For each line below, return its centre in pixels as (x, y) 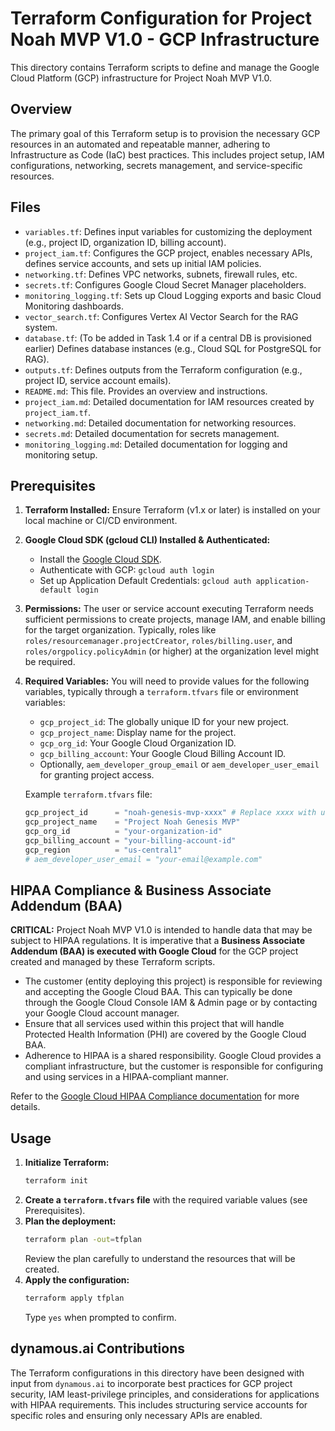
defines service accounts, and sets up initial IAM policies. (143, 263)
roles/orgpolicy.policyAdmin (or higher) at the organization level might (172, 651)
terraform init (56, 1181)
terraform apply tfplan (74, 1298)
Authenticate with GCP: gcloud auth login (127, 570)
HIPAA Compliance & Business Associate (141, 890)
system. (41, 327)
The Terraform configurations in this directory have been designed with (157, 1373)
